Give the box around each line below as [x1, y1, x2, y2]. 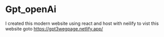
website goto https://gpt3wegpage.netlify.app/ [5, 25, 103, 31]
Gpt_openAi [5, 4, 57, 15]
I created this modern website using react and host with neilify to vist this [5, 20, 159, 26]
